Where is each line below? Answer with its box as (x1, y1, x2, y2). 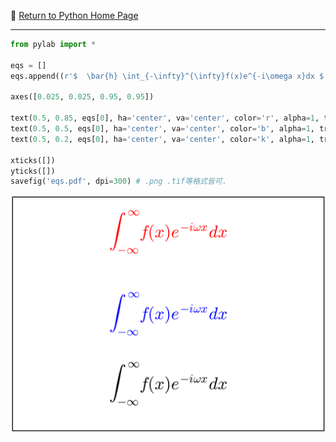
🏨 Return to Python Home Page (10, 10, 139, 21)
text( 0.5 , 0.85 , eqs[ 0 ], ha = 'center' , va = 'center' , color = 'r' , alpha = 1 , (10, 113, 320, 124)
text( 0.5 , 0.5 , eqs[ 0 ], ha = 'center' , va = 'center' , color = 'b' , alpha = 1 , (10, 124, 315, 134)
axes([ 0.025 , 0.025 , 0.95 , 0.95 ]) (10, 92, 155, 102)
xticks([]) (10, 155, 56, 165)
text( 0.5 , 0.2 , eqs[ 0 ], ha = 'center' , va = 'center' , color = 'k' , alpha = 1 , (10, 134, 315, 144)
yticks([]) (10, 166, 56, 176)
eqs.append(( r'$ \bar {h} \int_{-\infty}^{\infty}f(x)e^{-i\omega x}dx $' (10, 71, 329, 81)
